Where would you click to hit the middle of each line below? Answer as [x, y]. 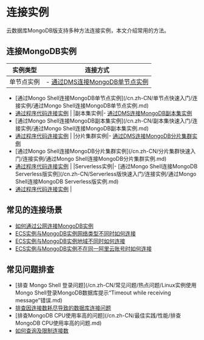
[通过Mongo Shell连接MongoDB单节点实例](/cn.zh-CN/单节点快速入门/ [104, 98]
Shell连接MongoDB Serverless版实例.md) [67, 181]
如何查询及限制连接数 [42, 331]
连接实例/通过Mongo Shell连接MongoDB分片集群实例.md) [94, 158]
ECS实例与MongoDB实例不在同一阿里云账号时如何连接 [83, 248]
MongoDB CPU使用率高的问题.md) [58, 323]
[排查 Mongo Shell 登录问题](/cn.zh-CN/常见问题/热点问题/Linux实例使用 [106, 285]
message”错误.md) [39, 301]
